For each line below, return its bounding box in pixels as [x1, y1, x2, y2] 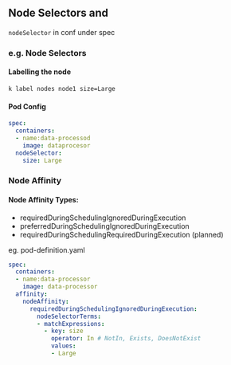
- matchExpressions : [37, 320, 105, 328]
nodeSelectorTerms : [37, 312, 102, 320]
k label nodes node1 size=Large [8, 84, 115, 92]
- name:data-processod [15, 134, 91, 142]
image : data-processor [22, 283, 98, 291]
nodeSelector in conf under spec [8, 27, 115, 37]
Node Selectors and [8, 6, 109, 20]
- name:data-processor [15, 275, 91, 284]
